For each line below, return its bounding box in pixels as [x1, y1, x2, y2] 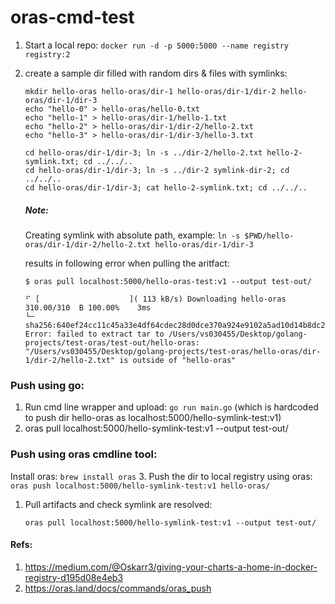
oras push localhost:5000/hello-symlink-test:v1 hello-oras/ [10, 481, 271, 491]
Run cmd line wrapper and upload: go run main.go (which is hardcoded [24, 401, 319, 413]
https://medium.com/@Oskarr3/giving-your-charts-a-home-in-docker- [24, 561, 318, 573]
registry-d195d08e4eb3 [24, 571, 124, 583]
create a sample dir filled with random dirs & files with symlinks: [24, 67, 288, 79]
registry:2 [24, 49, 71, 60]
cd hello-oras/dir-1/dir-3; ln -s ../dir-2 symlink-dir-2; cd [24, 165, 290, 175]
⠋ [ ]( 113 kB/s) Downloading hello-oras [24, 294, 287, 304]
